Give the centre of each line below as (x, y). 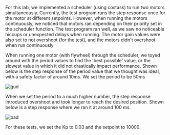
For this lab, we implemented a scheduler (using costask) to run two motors (85, 7)
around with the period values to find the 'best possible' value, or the (78, 60)
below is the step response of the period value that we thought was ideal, (83, 71)
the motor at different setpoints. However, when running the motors (76, 18)
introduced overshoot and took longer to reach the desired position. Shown (84, 102)
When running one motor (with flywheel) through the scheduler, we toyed (83, 55)
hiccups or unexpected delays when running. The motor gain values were (83, 34)
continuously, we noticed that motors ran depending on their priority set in (84, 23)
